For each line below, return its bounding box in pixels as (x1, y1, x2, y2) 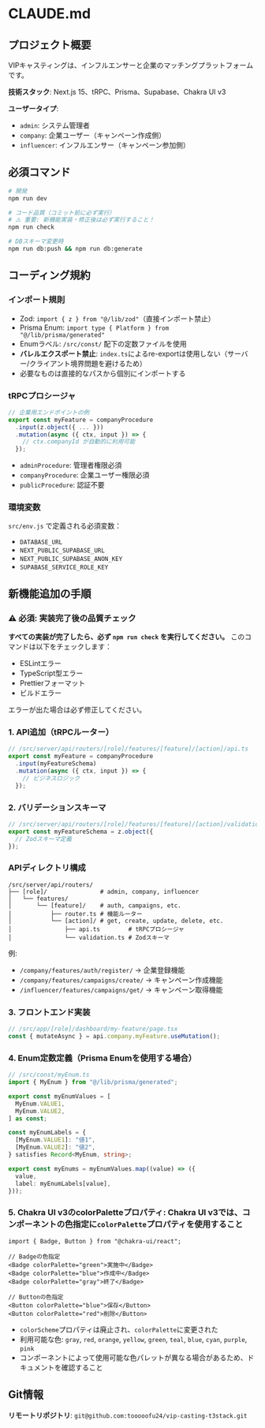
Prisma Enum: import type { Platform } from (19, 323, 170, 332)
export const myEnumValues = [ (8, 1092, 111, 1101)
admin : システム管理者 (19, 121, 91, 130)
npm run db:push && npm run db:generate (8, 245, 144, 253)
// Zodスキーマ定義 (15, 835, 73, 843)
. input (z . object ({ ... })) (15, 423, 104, 431)
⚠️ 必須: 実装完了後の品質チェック (8, 612, 136, 623)
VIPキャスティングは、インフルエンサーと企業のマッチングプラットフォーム (8, 61, 254, 69)
